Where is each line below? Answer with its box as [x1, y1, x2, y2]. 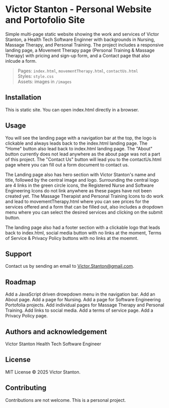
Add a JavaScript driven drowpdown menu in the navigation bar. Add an [5, 291, 155, 297]
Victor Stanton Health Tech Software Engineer [5, 341, 102, 347]
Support [5, 250, 32, 258]
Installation [5, 93, 41, 102]
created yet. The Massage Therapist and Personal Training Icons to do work [5, 193, 163, 199]
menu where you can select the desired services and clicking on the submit [5, 209, 163, 215]
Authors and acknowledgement [5, 328, 107, 336]
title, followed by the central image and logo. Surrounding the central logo [5, 177, 159, 183]
